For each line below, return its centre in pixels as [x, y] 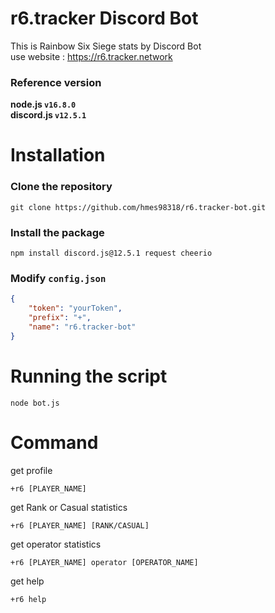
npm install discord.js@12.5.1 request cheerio [111, 253]
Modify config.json [58, 278]
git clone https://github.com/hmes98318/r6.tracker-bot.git [138, 207]
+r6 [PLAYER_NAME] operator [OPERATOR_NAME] [104, 562]
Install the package [57, 232]
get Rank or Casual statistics [69, 507]
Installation [58, 155]
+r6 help [28, 599]
